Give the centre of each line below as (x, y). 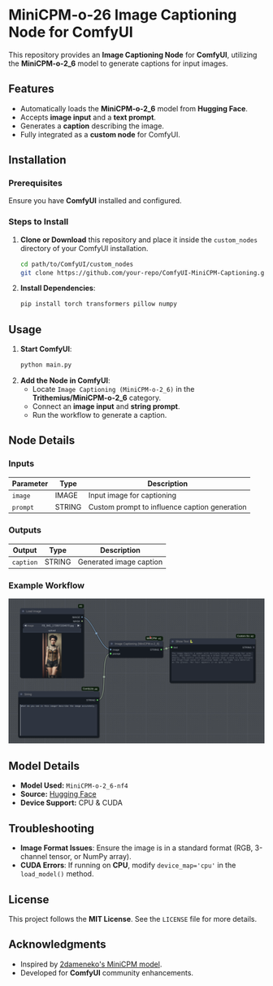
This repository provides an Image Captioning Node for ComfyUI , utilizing (133, 54)
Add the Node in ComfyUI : (65, 380)
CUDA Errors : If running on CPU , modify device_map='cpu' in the (128, 865)
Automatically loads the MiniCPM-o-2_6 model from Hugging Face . (134, 108)
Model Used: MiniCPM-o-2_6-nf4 (74, 785)
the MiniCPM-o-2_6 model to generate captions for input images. (119, 63)
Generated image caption (120, 562)
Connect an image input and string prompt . (106, 406)
